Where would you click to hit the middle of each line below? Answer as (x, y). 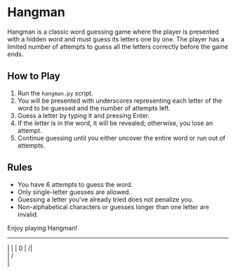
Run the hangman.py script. (55, 93)
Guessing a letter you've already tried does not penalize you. (105, 199)
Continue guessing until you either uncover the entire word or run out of (122, 138)
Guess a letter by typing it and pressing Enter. (83, 115)
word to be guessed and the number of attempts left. (94, 108)
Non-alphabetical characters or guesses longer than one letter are (113, 207)
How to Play (34, 76)
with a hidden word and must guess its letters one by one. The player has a (116, 39)
